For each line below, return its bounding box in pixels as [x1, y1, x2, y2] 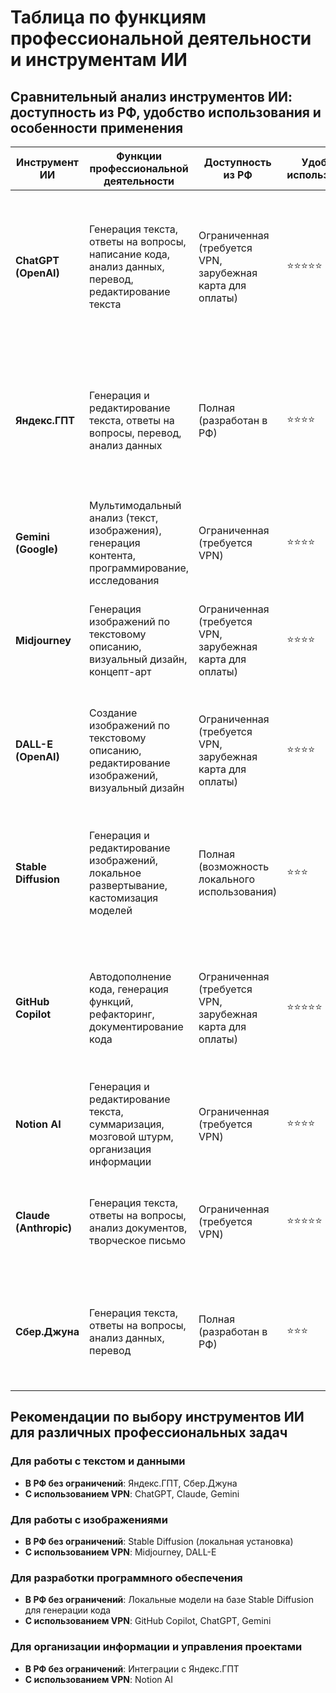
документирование [89, 1020, 184, 1033]
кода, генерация [89, 982, 169, 996]
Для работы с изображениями [10, 1512, 168, 1526]
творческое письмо [89, 1234, 187, 1247]
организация [89, 1142, 152, 1156]
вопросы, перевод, [89, 426, 182, 440]
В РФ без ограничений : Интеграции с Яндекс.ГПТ [24, 1662, 240, 1675]
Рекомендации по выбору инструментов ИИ [10, 1409, 305, 1426]
